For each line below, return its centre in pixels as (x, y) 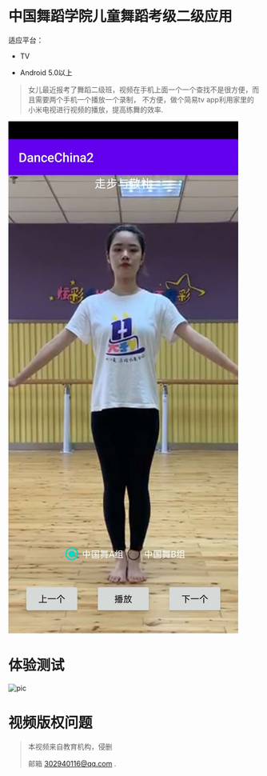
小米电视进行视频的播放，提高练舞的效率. (96, 110)
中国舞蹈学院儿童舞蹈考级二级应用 (121, 16)
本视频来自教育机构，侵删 (70, 746)
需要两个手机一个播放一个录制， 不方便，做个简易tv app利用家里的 (144, 99)
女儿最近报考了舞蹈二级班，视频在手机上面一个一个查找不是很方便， (140, 90)
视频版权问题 (51, 723)
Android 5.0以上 (46, 72)
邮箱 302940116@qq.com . (72, 763)
